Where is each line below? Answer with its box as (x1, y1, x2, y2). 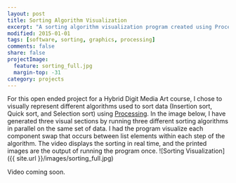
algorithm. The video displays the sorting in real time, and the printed (7, 140, 207, 148)
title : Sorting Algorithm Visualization (7, 17, 128, 24)
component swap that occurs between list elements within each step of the (7, 132, 225, 140)
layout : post (7, 10, 46, 18)
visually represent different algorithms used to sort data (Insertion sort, (7, 102, 213, 111)
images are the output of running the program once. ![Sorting (7, 147, 185, 155)
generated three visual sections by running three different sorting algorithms (7, 117, 228, 126)
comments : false (7, 43, 55, 50)
